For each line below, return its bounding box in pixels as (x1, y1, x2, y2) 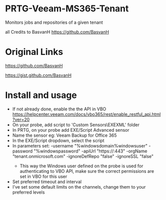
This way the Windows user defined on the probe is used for (19, 163, 144, 169)
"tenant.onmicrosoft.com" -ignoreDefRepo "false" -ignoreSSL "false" (12, 153, 154, 159)
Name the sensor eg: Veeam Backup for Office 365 (12, 132, 117, 138)
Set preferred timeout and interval (12, 179, 82, 185)
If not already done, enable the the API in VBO (12, 106, 107, 112)
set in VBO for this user (19, 173, 67, 179)
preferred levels (12, 189, 45, 195)
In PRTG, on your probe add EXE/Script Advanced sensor (12, 127, 130, 133)
